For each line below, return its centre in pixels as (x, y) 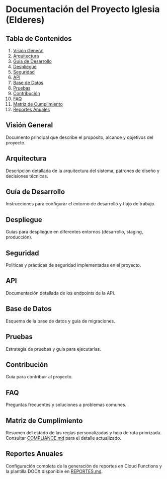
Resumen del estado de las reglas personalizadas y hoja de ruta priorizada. (83, 432)
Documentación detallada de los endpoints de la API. (60, 293)
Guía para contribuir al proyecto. (39, 377)
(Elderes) (25, 20)
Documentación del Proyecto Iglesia (83, 9)
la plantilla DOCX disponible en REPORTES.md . (54, 471)
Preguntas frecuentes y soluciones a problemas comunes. (66, 405)
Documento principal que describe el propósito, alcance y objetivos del (80, 137)
